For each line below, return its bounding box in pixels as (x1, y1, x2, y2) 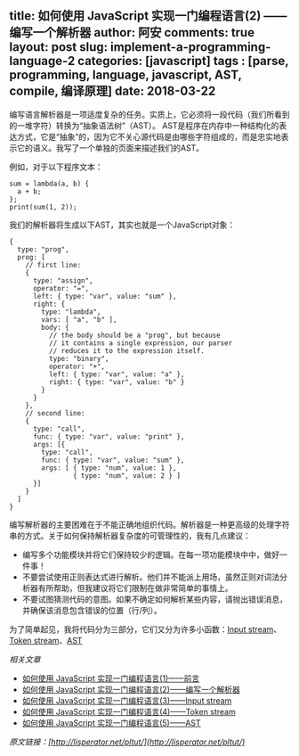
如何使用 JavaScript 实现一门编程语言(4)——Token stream (21, 706, 236, 717)
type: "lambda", (41, 307, 101, 316)
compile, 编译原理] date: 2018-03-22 (9, 84, 216, 99)
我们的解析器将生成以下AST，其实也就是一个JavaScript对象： (9, 219, 236, 230)
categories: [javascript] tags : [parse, (77, 53, 289, 69)
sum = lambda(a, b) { (9, 179, 90, 188)
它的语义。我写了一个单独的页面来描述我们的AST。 (16, 142, 205, 153)
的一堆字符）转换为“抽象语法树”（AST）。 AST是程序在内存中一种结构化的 (9, 119, 279, 131)
